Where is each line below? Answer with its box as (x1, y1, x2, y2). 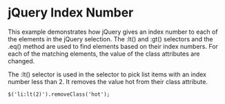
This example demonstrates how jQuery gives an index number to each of (8, 28, 218, 36)
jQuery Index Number (8, 5, 134, 21)
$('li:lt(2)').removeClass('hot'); (8, 91, 110, 98)
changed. (8, 56, 35, 65)
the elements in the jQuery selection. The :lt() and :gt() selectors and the (8, 34, 213, 43)
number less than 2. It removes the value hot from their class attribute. (8, 77, 208, 85)
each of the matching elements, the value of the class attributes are (8, 50, 200, 58)
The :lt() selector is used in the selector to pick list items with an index (8, 70, 206, 79)
